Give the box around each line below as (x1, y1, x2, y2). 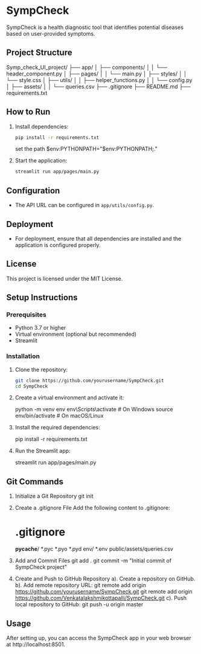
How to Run (6, 107, 51, 117)
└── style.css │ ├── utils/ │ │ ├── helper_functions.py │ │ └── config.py (6, 76, 193, 83)
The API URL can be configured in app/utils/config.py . (14, 202, 155, 209)
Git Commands (6, 476, 64, 487)
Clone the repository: (14, 366, 68, 373)
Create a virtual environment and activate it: (14, 394, 124, 402)
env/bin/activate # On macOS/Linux (14, 412, 104, 420)
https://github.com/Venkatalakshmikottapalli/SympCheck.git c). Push (14, 594, 187, 601)
